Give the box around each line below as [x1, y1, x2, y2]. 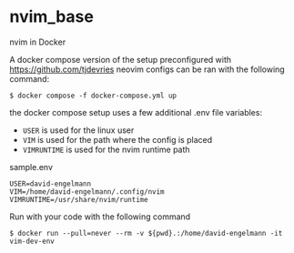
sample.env [9, 161, 53, 172]
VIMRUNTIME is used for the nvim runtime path [22, 144, 190, 155]
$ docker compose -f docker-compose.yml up [9, 91, 177, 100]
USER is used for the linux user [22, 125, 135, 136]
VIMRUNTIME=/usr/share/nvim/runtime [9, 195, 148, 204]
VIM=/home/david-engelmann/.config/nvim [9, 187, 166, 197]
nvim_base [9, 6, 94, 27]
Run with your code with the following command [9, 211, 191, 222]
